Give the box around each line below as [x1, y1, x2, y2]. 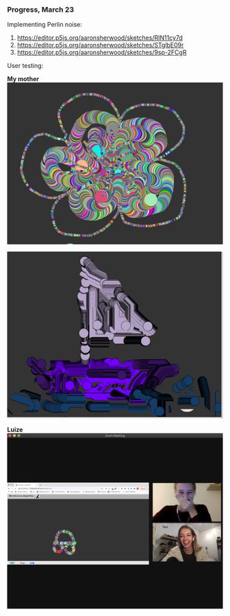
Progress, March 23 [7, 5, 74, 14]
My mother [7, 75, 40, 83]
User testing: [7, 62, 44, 70]
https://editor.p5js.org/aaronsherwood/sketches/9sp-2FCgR [16, 48, 187, 56]
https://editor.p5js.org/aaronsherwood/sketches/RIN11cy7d [16, 34, 183, 42]
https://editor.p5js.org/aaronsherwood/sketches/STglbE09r [16, 41, 184, 49]
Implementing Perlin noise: [7, 21, 82, 29]
